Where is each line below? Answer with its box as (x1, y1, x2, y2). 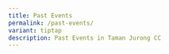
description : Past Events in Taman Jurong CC (8, 33, 161, 42)
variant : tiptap (8, 26, 62, 34)
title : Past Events (8, 11, 73, 20)
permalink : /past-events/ (8, 19, 94, 27)
